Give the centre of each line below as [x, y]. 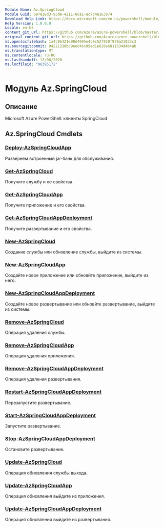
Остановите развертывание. [35, 450]
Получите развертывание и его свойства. [49, 228]
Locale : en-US [20, 28]
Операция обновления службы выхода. [46, 473]
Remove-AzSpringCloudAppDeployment [54, 369]
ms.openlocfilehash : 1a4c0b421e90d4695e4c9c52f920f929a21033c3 [71, 42]
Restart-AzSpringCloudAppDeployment [53, 392]
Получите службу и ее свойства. [40, 182]
